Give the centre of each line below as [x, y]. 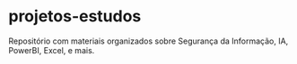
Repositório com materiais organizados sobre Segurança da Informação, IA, [148, 41]
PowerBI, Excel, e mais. [52, 50]
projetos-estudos [75, 16]
